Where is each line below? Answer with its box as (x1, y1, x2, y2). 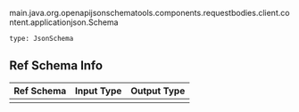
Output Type (130, 84, 186, 97)
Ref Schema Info (9, 58, 104, 74)
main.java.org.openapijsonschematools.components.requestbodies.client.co (9, 8, 290, 18)
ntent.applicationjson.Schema (9, 17, 119, 28)
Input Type (74, 84, 122, 97)
